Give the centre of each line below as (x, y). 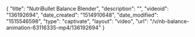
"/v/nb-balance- (170, 21)
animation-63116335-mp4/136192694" (54, 27)
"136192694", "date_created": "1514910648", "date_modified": (82, 15)
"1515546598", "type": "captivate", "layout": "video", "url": (78, 21)
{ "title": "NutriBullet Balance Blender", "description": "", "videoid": (87, 9)
